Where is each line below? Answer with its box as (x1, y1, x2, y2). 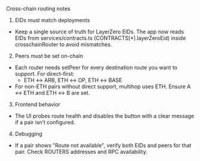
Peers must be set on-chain (14, 52, 84, 59)
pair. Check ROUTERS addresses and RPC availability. (14, 148, 148, 155)
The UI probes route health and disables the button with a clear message (14, 113, 195, 119)
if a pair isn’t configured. (14, 119, 76, 126)
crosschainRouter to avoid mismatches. (14, 41, 112, 48)
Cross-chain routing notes (6, 5, 70, 12)
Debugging (14, 131, 43, 137)
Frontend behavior (14, 101, 61, 108)
